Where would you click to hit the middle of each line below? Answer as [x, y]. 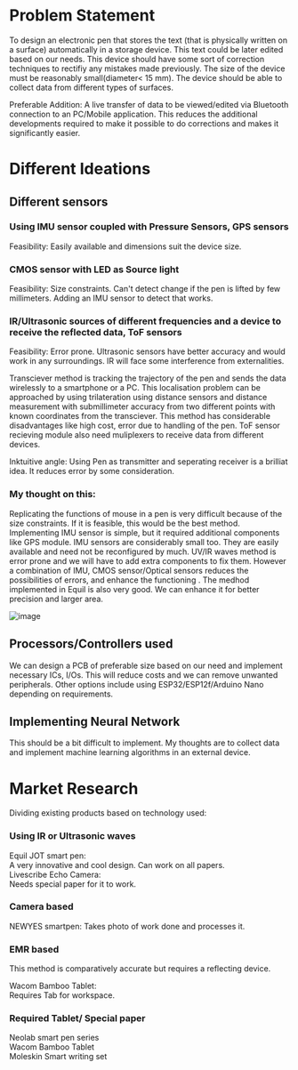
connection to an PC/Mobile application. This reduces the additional [133, 114]
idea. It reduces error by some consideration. [92, 471]
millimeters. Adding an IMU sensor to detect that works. [111, 298]
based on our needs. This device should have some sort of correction [137, 59]
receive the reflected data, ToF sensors [96, 333]
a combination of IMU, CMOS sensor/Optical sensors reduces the [129, 570]
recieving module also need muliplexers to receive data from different [137, 435]
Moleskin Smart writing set [58, 1057]
